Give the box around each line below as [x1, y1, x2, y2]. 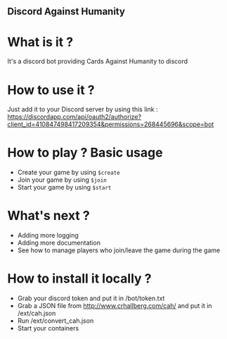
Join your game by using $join [17, 175, 107, 184]
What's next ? [7, 208, 90, 224]
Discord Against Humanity [7, 6, 125, 18]
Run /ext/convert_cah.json [17, 316, 94, 325]
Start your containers [17, 324, 79, 333]
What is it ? [7, 34, 74, 50]
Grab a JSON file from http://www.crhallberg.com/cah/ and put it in [17, 302, 212, 310]
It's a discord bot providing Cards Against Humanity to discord [7, 57, 188, 66]
